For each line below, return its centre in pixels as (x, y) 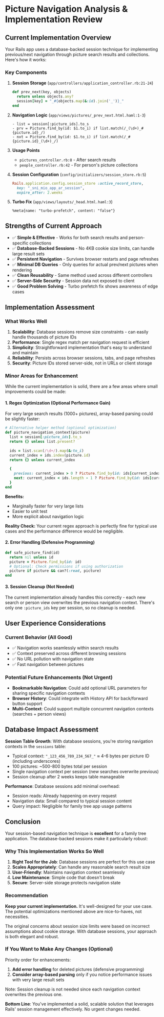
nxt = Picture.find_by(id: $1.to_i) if (57, 137)
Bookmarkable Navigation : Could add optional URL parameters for (80, 688)
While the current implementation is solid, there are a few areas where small (81, 387)
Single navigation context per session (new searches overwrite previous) (85, 772)
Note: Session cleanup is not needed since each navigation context (73, 989)
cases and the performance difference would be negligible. (65, 531)
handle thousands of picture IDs (44, 337)
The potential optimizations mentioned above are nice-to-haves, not (73, 911)
